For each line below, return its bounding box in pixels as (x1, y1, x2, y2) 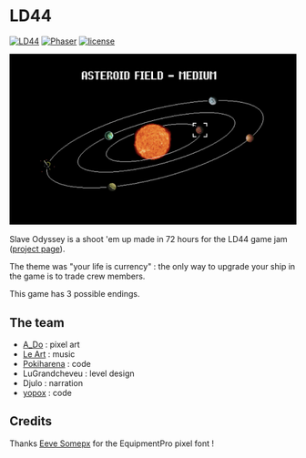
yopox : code (22, 387, 73, 398)
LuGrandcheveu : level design (22, 368, 135, 379)
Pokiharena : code (22, 358, 91, 369)
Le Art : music (22, 348, 76, 360)
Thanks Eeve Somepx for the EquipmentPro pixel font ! (9, 438, 215, 449)
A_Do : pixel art (22, 339, 80, 350)
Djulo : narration (22, 377, 84, 388)
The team (9, 315, 66, 331)
